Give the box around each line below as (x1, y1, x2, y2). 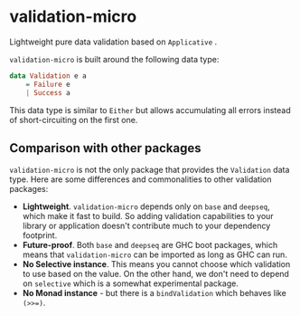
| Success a (25, 88, 70, 97)
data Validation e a (9, 71, 88, 81)
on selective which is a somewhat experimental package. (22, 278, 239, 289)
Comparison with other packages (9, 140, 202, 156)
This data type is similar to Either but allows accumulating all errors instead (9, 104, 291, 115)
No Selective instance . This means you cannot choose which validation (22, 259, 291, 270)
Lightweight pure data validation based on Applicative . (9, 36, 218, 47)
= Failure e (25, 80, 70, 89)
